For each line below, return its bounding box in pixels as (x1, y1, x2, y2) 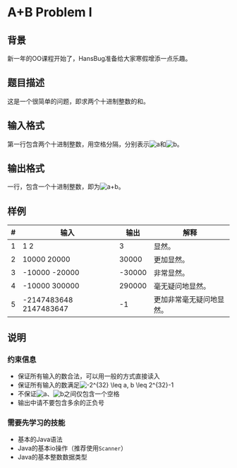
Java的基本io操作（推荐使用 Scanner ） (17, 444, 128, 452)
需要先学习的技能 (7, 418, 66, 428)
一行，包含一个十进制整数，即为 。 (7, 182, 125, 191)
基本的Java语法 (17, 435, 63, 444)
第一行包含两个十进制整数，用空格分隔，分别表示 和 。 (7, 139, 183, 148)
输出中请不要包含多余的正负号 (17, 398, 104, 406)
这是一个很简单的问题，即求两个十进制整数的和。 (7, 97, 150, 105)
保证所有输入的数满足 (17, 380, 80, 389)
